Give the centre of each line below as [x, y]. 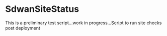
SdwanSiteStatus [42, 9]
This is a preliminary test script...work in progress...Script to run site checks [83, 23]
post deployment [23, 28]
